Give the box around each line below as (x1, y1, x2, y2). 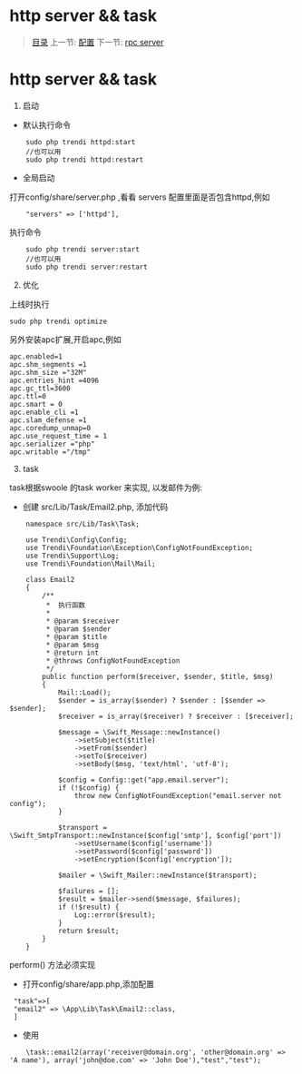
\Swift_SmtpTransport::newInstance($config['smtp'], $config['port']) (9, 831, 282, 840)
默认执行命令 (22, 119, 71, 130)
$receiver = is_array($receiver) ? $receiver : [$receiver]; (57, 712, 295, 721)
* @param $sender (45, 624, 112, 634)
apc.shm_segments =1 (9, 360, 88, 369)
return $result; (57, 926, 120, 935)
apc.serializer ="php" (9, 439, 95, 448)
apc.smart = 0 (9, 399, 63, 409)
